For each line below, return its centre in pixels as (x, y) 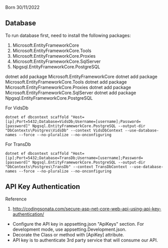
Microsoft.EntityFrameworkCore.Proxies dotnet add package (68, 87)
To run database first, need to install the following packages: (68, 35)
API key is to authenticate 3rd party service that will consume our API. (85, 240)
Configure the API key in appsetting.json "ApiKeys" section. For (78, 224)
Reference (16, 199)
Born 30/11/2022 (22, 7)
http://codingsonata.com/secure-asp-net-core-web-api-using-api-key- (87, 209)
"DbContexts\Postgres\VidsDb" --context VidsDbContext (64, 130)
